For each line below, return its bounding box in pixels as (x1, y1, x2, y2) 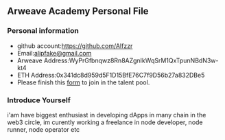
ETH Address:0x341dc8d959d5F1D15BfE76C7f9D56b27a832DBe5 (16, 71, 205, 79)
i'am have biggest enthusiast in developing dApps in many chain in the (7, 110, 206, 119)
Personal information (7, 26, 79, 36)
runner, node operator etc (7, 125, 80, 133)
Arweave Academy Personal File (7, 5, 149, 17)
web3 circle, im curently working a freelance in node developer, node (7, 118, 204, 126)
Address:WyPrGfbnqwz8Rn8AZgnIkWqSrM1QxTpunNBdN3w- (43, 56, 219, 65)
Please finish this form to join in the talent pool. (16, 78, 150, 86)
